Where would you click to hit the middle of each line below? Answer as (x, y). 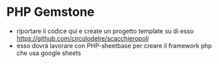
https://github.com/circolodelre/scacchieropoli (83, 38)
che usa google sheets (49, 53)
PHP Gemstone (51, 12)
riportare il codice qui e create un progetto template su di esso (105, 31)
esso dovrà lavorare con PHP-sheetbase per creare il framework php (114, 45)
